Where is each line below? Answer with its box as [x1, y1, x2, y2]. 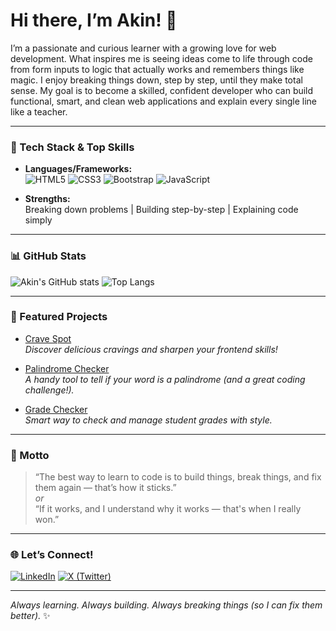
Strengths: [24, 193, 71, 205]
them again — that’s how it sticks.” [34, 482, 177, 494]
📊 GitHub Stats [10, 249, 87, 263]
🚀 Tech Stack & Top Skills [10, 140, 135, 154]
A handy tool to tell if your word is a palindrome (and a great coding [24, 373, 306, 385]
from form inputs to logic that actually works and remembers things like [10, 63, 305, 75]
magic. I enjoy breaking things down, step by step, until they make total [10, 74, 303, 86]
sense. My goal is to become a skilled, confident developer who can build [10, 84, 314, 96]
